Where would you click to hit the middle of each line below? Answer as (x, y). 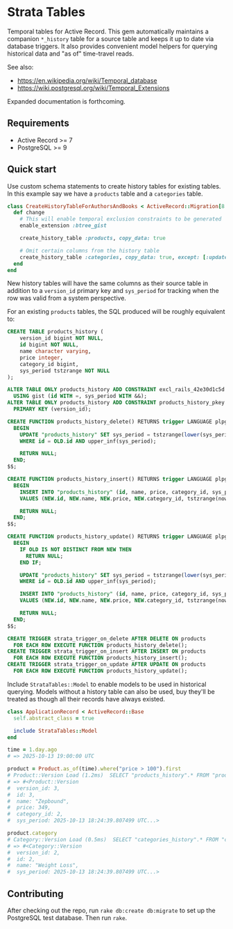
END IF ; (31, 562)
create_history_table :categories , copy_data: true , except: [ (113, 257)
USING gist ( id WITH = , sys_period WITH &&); (80, 396)
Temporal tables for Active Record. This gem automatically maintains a (108, 31)
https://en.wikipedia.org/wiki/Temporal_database (87, 80)
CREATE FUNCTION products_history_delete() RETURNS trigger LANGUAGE (110, 422)
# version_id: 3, (34, 788)
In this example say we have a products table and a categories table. (105, 193)
